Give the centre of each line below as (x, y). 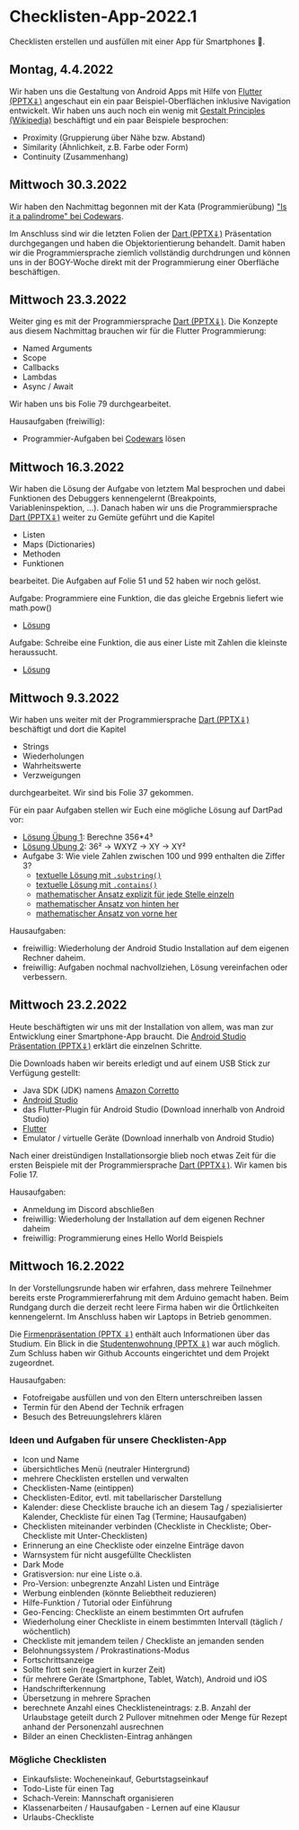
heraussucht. (34, 653)
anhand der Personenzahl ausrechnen (93, 1727)
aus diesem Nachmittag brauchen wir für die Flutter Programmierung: (138, 331)
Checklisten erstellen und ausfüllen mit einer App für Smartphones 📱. (137, 41)
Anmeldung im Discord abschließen (88, 1209)
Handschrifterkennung (64, 1688)
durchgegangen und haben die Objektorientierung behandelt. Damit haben (147, 243)
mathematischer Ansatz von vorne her (106, 913)
